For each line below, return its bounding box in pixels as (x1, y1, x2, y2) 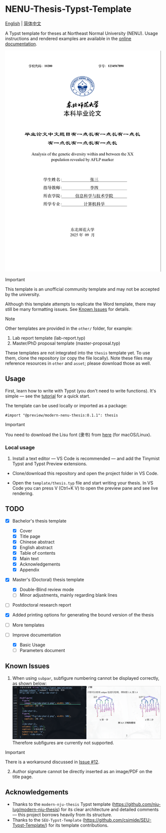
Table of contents (19, 550, 56, 556)
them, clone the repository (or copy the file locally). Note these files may (5, 355, 153, 361)
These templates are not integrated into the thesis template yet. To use (5, 350, 150, 355)
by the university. (5, 291, 41, 297)
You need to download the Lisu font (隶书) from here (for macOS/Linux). (5, 432, 152, 438)
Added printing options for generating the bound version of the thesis (12, 612, 154, 618)
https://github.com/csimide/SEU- (83, 817, 152, 823)
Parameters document (19, 647, 65, 653)
